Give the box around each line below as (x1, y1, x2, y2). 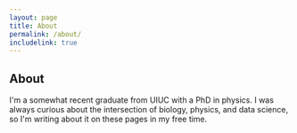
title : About (9, 21, 58, 30)
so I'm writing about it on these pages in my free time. (9, 113, 208, 125)
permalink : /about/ (9, 29, 82, 38)
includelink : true (9, 37, 78, 47)
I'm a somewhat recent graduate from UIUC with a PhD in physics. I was (9, 95, 275, 105)
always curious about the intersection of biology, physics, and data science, (9, 104, 288, 115)
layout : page (9, 12, 58, 22)
